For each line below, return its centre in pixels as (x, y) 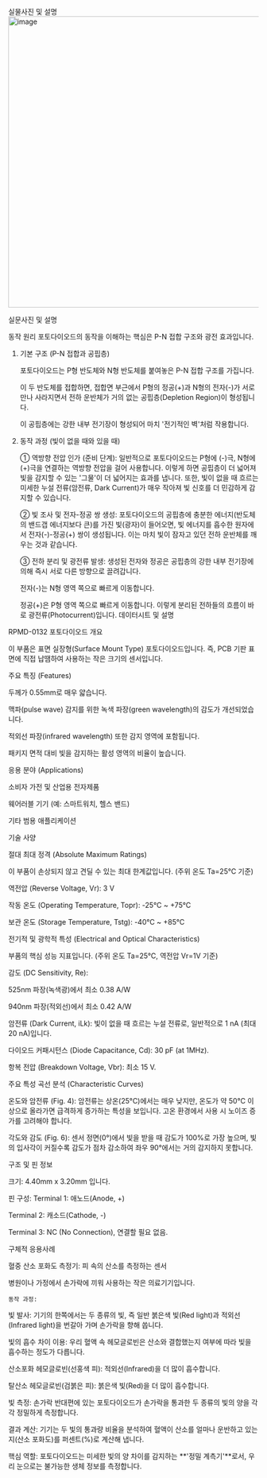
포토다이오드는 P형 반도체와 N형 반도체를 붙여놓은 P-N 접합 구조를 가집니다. (137, 370)
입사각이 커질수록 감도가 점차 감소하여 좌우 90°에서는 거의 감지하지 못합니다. (135, 1148)
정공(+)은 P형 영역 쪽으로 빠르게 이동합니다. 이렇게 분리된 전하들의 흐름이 (133, 605)
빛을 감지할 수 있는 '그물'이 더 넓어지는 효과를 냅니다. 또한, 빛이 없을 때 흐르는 (139, 478)
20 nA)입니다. (30, 1033)
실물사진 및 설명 (33, 12)
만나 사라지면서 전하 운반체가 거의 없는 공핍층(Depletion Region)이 (124, 397)
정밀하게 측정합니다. (47, 1412)
